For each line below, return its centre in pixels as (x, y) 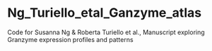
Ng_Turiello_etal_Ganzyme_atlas (105, 13)
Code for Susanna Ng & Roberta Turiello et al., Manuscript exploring (106, 32)
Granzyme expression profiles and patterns (70, 39)
